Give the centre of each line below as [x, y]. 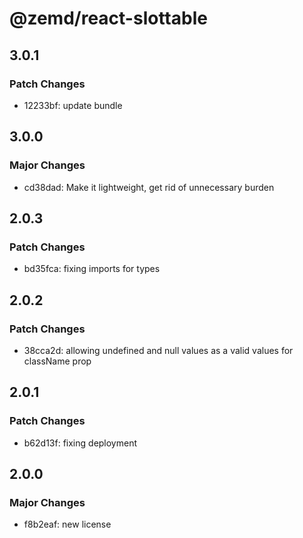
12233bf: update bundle [73, 105]
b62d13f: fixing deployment [80, 443]
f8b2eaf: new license [67, 524]
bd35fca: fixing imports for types [92, 269]
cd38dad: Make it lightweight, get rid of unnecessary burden [149, 187]
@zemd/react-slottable [108, 18]
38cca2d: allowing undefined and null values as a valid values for [158, 350]
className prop [57, 361]
